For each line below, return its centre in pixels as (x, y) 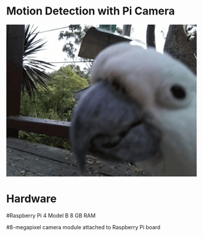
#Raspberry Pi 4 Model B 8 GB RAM (51, 216)
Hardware (31, 199)
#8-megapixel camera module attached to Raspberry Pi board (83, 227)
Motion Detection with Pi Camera (91, 11)
